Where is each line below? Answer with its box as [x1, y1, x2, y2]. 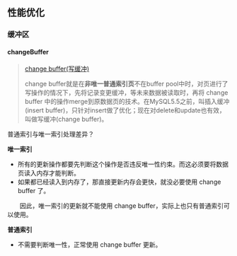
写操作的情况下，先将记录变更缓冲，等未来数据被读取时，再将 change [24, 88, 229, 97]
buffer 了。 [17, 186, 50, 194]
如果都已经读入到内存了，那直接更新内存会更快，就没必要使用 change [17, 178, 221, 186]
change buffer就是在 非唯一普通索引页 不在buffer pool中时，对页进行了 [24, 79, 229, 88]
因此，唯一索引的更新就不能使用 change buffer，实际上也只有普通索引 [20, 201, 224, 210]
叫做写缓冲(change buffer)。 [24, 115, 108, 123]
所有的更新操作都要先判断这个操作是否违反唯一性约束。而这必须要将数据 [17, 160, 229, 168]
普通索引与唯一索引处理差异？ [7, 129, 94, 138]
